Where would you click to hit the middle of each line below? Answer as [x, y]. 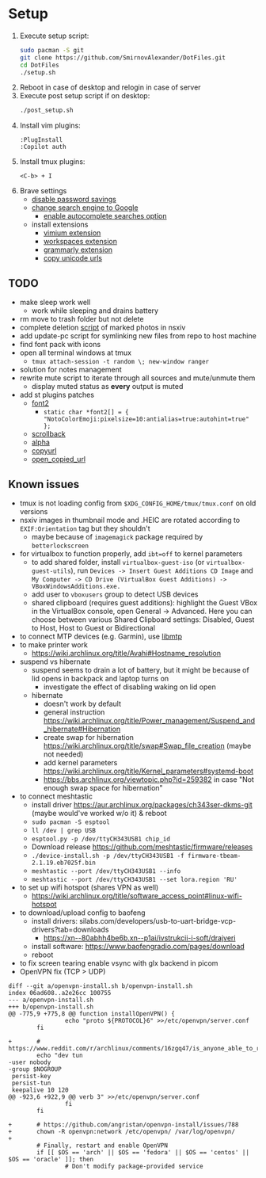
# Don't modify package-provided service [134, 1166]
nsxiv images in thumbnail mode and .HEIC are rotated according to [130, 520]
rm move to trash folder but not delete [82, 319]
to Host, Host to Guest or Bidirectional [93, 627]
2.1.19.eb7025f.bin [64, 863]
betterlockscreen [60, 546]
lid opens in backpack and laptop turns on [100, 678]
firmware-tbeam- [214, 856]
